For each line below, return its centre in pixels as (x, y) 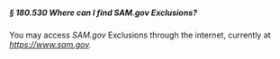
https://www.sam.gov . (50, 44)
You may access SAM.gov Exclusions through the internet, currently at (140, 35)
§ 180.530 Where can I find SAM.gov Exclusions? (104, 13)
